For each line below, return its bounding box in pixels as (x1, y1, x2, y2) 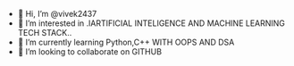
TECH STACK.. (17, 28, 72, 37)
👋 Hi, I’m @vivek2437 (17, 9, 97, 19)
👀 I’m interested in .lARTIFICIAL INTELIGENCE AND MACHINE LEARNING (17, 18, 286, 29)
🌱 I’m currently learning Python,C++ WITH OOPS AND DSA (17, 37, 235, 47)
